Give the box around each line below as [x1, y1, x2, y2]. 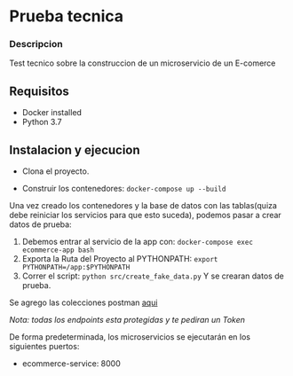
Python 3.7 [21, 117, 62, 128]
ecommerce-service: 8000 [21, 358, 122, 369]
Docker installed [21, 107, 83, 118]
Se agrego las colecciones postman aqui [9, 297, 158, 308]
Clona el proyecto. [21, 166, 90, 176]
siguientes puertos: [9, 341, 80, 352]
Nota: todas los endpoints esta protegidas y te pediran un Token [9, 315, 246, 325]
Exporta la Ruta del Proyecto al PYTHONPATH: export [21, 254, 218, 264]
